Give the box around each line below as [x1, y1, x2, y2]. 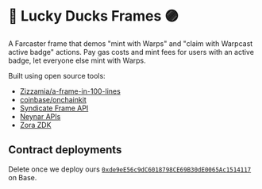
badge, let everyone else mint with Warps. [8, 56, 146, 65]
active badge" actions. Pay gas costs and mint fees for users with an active [8, 47, 254, 56]
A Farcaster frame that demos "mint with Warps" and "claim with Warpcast [8, 38, 253, 48]
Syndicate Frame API [19, 103, 89, 113]
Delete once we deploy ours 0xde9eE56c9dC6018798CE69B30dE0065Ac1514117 [8, 164, 252, 174]
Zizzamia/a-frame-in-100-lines [19, 86, 121, 96]
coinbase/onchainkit [19, 94, 87, 104]
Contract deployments [8, 143, 122, 156]
